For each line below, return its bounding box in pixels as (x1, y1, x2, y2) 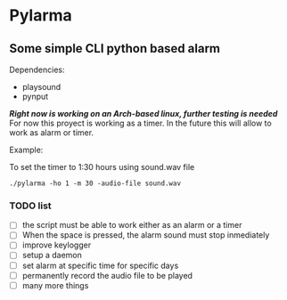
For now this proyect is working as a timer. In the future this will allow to (9, 118, 272, 128)
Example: (9, 144, 44, 155)
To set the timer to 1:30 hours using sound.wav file (9, 162, 195, 172)
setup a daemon (21, 250, 83, 261)
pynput (21, 91, 49, 101)
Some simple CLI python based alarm (9, 41, 221, 56)
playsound (21, 82, 61, 92)
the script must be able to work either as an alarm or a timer (21, 220, 242, 231)
